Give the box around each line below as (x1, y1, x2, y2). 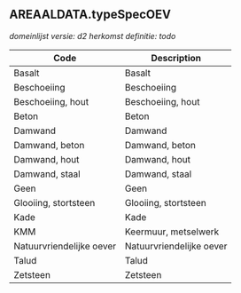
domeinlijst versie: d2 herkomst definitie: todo (9, 30, 176, 41)
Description (150, 51, 202, 64)
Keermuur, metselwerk (124, 226, 220, 238)
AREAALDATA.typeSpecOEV (9, 7, 171, 22)
